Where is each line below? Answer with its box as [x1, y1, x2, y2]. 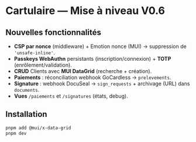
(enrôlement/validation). [13, 61, 73, 68]
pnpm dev [5, 130, 27, 136]
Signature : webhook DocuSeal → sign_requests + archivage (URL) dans [13, 80, 190, 87]
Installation [5, 109, 47, 119]
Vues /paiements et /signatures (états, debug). [13, 92, 128, 99]
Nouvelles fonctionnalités [5, 27, 102, 37]
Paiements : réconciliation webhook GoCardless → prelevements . [13, 74, 171, 81]
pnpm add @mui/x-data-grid [5, 124, 71, 131]
